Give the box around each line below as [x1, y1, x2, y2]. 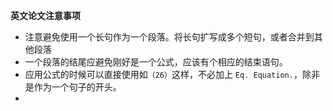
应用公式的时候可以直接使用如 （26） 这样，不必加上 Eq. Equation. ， [24, 69, 303, 80]
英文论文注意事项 [10, 10, 81, 21]
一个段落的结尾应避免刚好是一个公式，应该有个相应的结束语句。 [24, 56, 288, 68]
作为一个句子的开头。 [33, 81, 122, 93]
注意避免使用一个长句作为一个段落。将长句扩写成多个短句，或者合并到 [24, 31, 315, 43]
